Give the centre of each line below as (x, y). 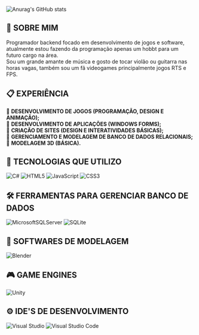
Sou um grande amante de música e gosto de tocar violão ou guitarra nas (97, 61)
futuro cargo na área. (32, 55)
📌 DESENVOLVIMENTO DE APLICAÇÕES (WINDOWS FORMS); (84, 124)
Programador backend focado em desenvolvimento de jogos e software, (95, 42)
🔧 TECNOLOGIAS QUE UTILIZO (64, 162)
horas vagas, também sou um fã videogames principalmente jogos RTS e (96, 68)
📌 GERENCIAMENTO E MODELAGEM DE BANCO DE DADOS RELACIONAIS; (99, 136)
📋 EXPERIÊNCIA (38, 94)
